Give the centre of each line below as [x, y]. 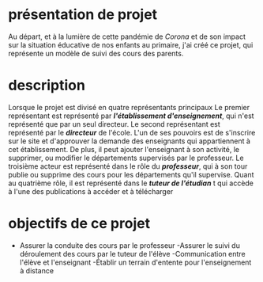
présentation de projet [83, 15]
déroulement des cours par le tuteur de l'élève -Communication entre [133, 253]
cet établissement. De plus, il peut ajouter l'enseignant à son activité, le [124, 149]
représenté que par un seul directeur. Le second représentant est [115, 124]
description [47, 86]
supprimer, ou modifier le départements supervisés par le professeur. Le [126, 158]
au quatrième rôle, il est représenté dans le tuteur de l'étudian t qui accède [131, 183]
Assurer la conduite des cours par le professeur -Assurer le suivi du [130, 245]
